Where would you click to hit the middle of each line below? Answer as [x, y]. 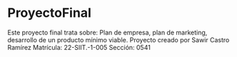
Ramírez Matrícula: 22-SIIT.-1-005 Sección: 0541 [79, 47]
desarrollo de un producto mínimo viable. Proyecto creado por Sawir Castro [118, 39]
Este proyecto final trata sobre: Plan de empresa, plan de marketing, [107, 32]
